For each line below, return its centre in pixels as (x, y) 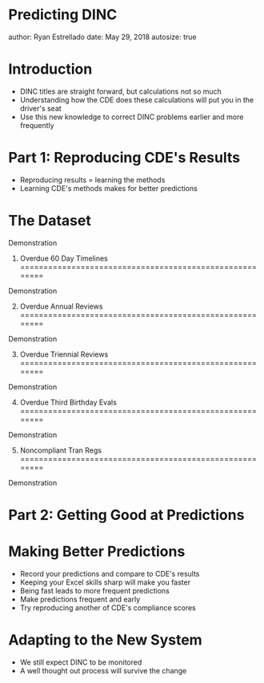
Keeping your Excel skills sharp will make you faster (105, 582)
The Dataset (50, 221)
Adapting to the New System (105, 640)
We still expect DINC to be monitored (81, 662)
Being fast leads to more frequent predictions (95, 590)
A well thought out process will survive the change (103, 670)
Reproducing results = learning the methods (92, 180)
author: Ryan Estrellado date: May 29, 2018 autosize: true (102, 37)
